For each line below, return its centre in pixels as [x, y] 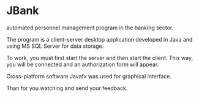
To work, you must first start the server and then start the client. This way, [100, 58]
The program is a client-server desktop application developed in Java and [99, 39]
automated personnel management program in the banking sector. [90, 28]
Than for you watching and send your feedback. [67, 88]
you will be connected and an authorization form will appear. [83, 64]
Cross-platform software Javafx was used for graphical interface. [89, 76]
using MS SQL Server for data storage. [55, 46]
